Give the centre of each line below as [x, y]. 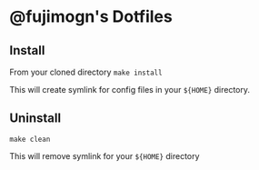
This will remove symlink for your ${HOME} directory [105, 155]
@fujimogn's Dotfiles [91, 17]
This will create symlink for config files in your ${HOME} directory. [130, 90]
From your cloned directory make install [86, 72]
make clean [30, 139]
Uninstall [35, 119]
